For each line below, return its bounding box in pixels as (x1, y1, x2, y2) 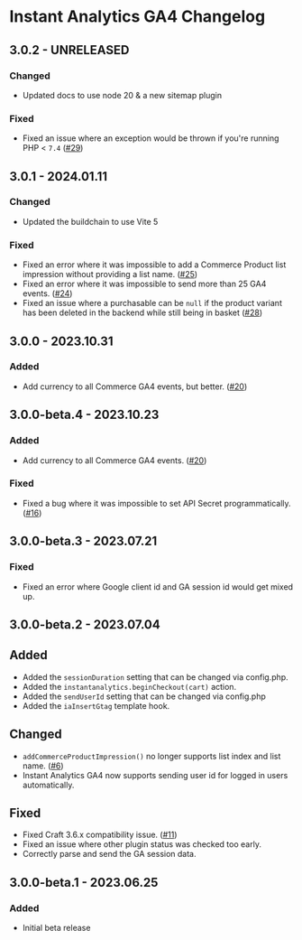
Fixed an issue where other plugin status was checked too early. (22, 839, 261, 850)
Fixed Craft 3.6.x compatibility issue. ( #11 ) (22, 829, 178, 841)
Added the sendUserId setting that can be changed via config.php (22, 691, 266, 702)
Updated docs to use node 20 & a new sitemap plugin (22, 89, 223, 100)
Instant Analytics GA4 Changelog (9, 6, 266, 27)
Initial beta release (22, 923, 91, 934)
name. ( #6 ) (22, 760, 65, 771)
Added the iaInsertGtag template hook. (22, 700, 170, 711)
